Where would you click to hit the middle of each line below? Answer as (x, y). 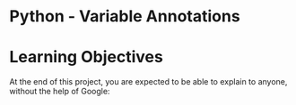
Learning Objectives (86, 57)
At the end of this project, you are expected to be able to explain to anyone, (148, 82)
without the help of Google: (60, 92)
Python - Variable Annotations (125, 16)
